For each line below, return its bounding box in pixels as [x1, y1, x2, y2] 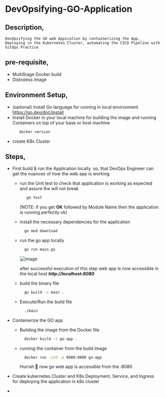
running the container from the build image [19, 345, 107, 351]
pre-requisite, [5, 58, 49, 67]
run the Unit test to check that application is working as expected [19, 180, 153, 186]
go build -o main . [24, 290, 64, 295]
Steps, [5, 152, 26, 161]
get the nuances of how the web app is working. [12, 171, 111, 177]
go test [26, 195, 42, 200]
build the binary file [19, 280, 59, 286]
